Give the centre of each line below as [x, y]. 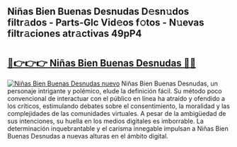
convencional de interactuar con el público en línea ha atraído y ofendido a [116, 99]
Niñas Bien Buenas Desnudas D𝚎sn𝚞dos [98, 12]
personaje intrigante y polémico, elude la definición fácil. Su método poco [115, 91]
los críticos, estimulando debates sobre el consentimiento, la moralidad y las [118, 106]
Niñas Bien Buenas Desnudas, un [169, 83]
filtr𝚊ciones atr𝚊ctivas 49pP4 [75, 34]
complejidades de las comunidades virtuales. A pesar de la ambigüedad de [117, 113]
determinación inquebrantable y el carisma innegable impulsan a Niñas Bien [118, 129]
